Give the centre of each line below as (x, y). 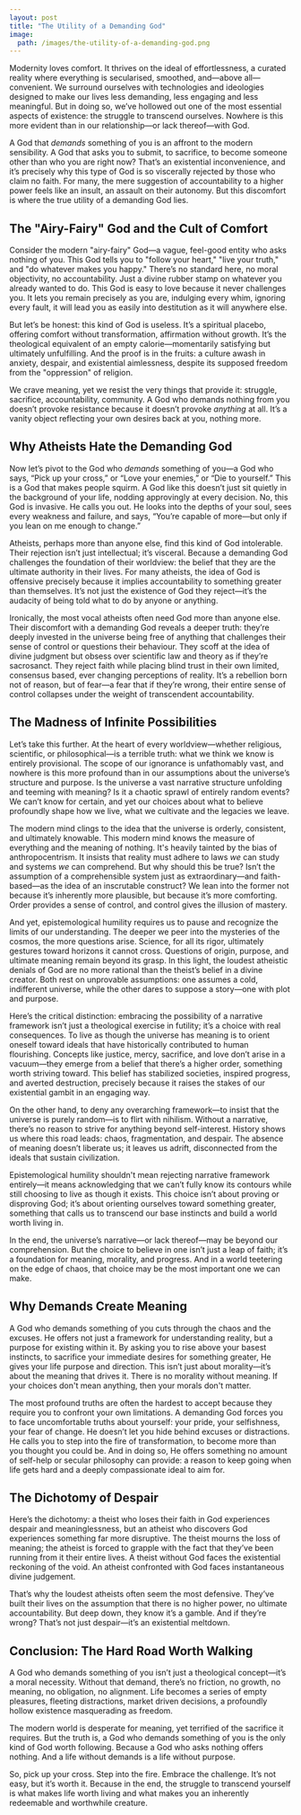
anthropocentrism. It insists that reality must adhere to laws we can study (145, 857)
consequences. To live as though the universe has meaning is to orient (140, 1035)
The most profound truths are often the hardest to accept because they (141, 1403)
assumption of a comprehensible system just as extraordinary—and (134, 876)
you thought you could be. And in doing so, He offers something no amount (149, 1450)
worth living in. (37, 1222)
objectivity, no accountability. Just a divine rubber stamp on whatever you (146, 279)
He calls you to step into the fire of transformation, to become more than (143, 1441)
